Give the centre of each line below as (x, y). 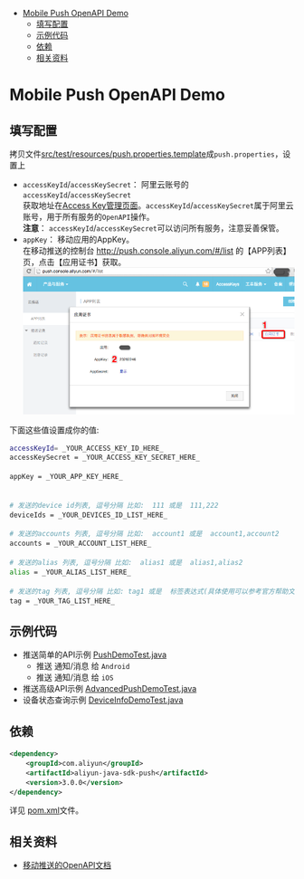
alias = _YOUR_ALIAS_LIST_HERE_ (70, 572)
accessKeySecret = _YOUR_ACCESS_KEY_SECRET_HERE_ (105, 458)
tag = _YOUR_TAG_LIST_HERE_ (62, 601)
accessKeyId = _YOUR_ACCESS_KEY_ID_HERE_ (87, 448)
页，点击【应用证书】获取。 (74, 262)
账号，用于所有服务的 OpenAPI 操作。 (88, 217)
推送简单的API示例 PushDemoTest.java (95, 654)
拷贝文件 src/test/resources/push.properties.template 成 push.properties (142, 154)
